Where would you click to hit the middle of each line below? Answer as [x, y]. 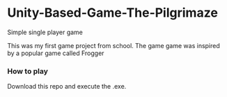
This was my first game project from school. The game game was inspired [114, 45]
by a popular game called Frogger [56, 53]
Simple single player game [45, 32]
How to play [28, 71]
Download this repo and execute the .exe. [67, 87]
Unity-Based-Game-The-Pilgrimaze [112, 13]
